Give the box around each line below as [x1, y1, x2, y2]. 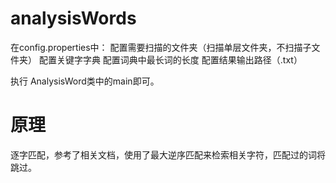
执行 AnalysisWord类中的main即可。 [10, 75, 160, 87]
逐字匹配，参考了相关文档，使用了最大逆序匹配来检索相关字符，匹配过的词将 [10, 148, 326, 161]
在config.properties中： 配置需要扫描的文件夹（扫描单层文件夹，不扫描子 [10, 41, 312, 53]
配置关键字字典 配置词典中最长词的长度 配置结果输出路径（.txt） [38, 53, 303, 66]
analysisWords [10, 7, 137, 30]
